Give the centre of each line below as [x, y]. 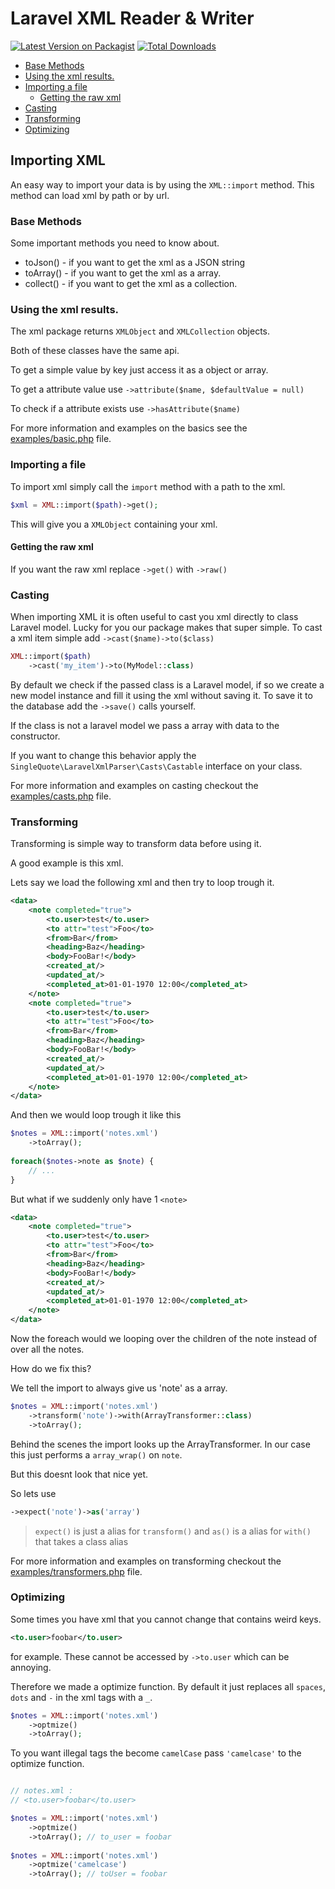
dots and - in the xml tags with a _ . [81, 1697]
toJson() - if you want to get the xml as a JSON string [135, 263]
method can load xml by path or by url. [90, 195]
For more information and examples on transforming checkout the [146, 1561]
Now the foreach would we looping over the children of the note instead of [164, 1339]
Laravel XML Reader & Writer [132, 18]
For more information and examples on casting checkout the [134, 785]
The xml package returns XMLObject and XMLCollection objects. [140, 331]
